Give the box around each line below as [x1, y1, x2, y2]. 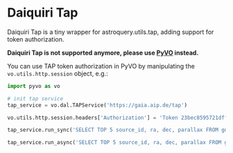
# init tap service [7, 95, 64, 102]
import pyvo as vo [7, 82, 60, 89]
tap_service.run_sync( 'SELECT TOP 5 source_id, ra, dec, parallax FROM [7, 127, 218, 134]
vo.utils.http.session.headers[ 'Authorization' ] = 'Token [7, 114, 178, 121]
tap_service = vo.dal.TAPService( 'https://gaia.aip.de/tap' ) [7, 102, 188, 109]
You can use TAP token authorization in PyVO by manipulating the [7, 62, 196, 70]
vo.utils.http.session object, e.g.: [7, 69, 109, 78]
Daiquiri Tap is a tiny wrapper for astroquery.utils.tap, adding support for [7, 28, 214, 36]
